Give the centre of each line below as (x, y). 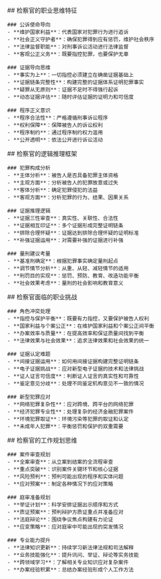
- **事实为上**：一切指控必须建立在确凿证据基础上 (70, 75)
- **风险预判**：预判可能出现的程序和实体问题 (65, 476)
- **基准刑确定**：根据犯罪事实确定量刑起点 (63, 261)
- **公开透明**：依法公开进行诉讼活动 (55, 140)
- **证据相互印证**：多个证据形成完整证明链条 (65, 226)
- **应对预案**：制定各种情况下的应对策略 (60, 484)
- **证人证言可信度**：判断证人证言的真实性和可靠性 (73, 376)
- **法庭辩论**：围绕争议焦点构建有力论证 (60, 519)
